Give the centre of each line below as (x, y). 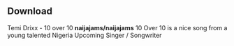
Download (30, 11)
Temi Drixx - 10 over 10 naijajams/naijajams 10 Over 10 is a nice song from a (117, 27)
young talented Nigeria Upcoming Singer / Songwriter (85, 35)
